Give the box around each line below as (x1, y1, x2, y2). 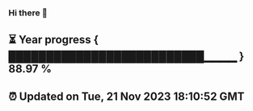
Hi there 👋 (8, 7, 48, 18)
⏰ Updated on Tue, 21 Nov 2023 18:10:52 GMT (8, 89, 245, 103)
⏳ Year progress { (8, 33, 99, 47)
